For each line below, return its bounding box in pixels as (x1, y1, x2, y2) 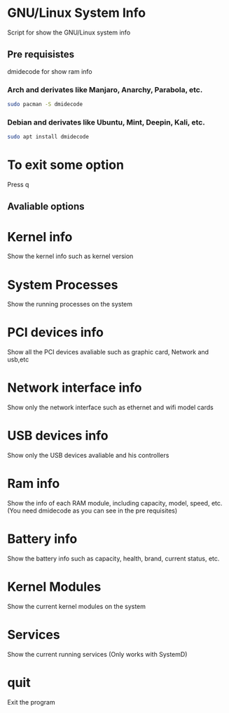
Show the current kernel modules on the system (7, 602, 146, 610)
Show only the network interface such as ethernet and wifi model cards (7, 403, 214, 412)
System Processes (7, 276, 118, 293)
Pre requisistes (7, 49, 75, 60)
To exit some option (7, 157, 125, 173)
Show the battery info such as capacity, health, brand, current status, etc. (7, 554, 220, 563)
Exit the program (7, 698, 55, 706)
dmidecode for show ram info (7, 67, 92, 75)
